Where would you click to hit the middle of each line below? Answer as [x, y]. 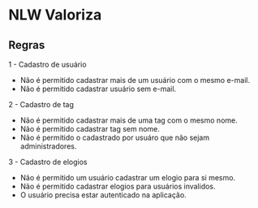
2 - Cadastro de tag [41, 104]
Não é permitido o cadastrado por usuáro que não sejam [114, 137]
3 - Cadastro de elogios [48, 162]
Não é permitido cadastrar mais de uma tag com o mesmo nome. [129, 120]
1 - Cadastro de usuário [47, 64]
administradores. [48, 146]
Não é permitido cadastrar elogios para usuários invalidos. [118, 186]
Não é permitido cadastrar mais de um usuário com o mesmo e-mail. [135, 80]
